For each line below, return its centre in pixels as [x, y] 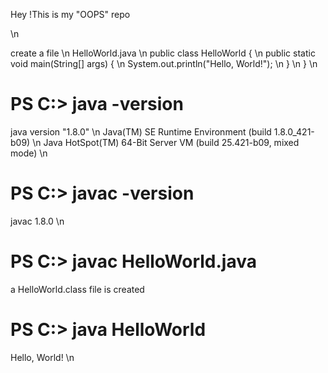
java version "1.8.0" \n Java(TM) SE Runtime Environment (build [141, 131]
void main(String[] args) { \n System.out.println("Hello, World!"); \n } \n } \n [164, 63]
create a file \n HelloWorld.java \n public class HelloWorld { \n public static [163, 53]
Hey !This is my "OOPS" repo [70, 14]
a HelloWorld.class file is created [77, 289]
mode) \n [29, 153]
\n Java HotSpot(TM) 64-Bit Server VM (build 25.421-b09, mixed [166, 142]
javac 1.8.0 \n [37, 221]
